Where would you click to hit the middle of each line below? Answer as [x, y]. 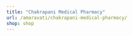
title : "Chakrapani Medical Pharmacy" [56, 12]
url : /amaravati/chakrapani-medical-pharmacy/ [67, 18]
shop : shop [20, 23]
